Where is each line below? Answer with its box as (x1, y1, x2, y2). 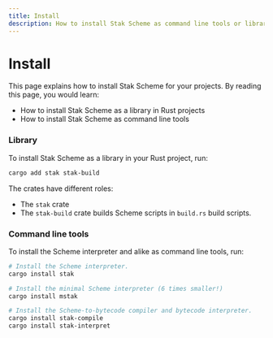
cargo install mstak (8, 292, 79, 301)
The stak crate (19, 199, 70, 209)
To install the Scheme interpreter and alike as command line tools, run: (8, 246, 245, 256)
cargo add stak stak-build (8, 168, 100, 177)
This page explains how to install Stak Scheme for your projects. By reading (8, 81, 262, 91)
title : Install (8, 11, 60, 20)
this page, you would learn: (8, 90, 100, 100)
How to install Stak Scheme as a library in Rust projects (19, 106, 206, 115)
